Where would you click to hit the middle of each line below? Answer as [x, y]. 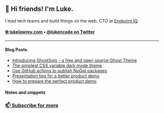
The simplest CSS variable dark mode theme [57, 66]
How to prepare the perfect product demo [54, 81]
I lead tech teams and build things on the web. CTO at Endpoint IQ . [72, 21]
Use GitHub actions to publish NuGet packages [60, 71]
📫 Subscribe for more [32, 105]
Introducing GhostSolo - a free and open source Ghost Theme [74, 60]
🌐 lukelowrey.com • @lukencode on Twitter [50, 32]
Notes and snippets [25, 92]
